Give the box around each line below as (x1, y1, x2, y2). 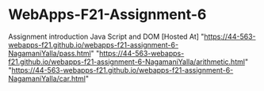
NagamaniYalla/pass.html (8, 48, 91, 58)
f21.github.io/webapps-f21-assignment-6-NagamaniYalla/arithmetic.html (8, 57, 246, 66)
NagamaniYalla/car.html (8, 74, 86, 83)
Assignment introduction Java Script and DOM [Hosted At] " (8, 32, 205, 41)
